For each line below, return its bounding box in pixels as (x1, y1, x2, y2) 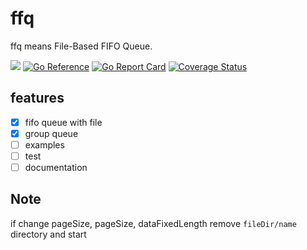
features (10, 90, 65, 107)
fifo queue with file (24, 116, 103, 128)
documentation (24, 162, 88, 173)
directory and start (10, 228, 87, 240)
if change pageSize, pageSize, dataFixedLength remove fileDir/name (10, 217, 297, 229)
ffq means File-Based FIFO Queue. (10, 40, 153, 52)
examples (24, 138, 65, 151)
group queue (24, 127, 79, 139)
